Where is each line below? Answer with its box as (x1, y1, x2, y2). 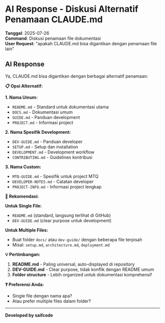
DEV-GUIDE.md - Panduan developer (12, 139, 83, 145)
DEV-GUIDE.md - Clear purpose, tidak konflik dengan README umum (12, 266, 154, 272)
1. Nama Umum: (5, 94, 38, 100)
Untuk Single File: (5, 203, 42, 208)
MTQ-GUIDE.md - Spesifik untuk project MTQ (12, 173, 99, 179)
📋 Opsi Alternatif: (5, 83, 43, 89)
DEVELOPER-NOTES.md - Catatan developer (12, 178, 94, 184)
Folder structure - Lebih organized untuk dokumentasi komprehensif (12, 271, 152, 277)
